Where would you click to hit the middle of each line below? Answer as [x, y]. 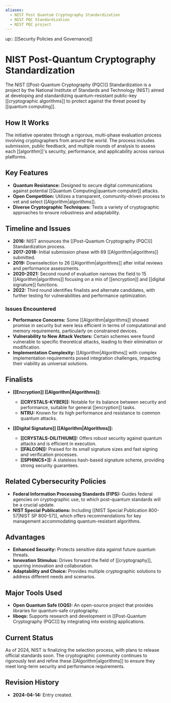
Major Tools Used [34, 593]
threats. [21, 555]
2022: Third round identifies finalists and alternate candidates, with [84, 290]
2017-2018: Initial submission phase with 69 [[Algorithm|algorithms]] [85, 252]
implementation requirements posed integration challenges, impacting [87, 358]
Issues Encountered [31, 309]
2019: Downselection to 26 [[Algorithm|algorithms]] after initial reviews [88, 263]
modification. [27, 347]
